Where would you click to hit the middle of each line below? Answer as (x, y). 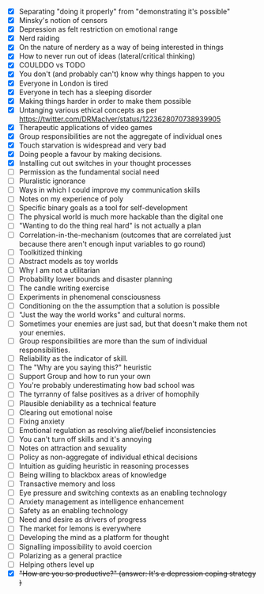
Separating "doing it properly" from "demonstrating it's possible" (124, 11)
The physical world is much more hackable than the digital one (121, 217)
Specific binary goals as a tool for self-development (103, 208)
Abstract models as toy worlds (68, 261)
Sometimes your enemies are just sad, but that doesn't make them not (133, 324)
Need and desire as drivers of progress (83, 519)
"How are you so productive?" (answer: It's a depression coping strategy (138, 573)
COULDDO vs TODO (52, 65)
